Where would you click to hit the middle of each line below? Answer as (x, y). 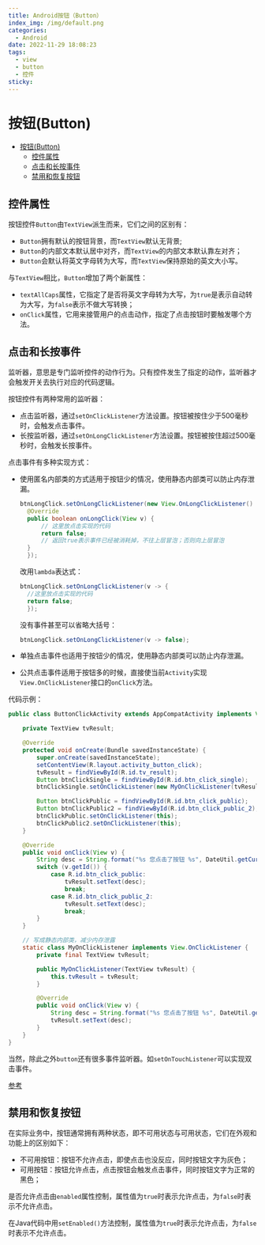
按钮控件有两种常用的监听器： (56, 399)
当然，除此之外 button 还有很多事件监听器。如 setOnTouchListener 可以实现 (127, 1058)
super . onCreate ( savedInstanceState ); (98, 757)
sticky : (21, 82)
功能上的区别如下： (39, 1143)
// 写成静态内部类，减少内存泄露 (69, 940)
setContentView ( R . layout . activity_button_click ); (119, 765)
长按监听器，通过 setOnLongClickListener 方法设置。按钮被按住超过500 (134, 435)
